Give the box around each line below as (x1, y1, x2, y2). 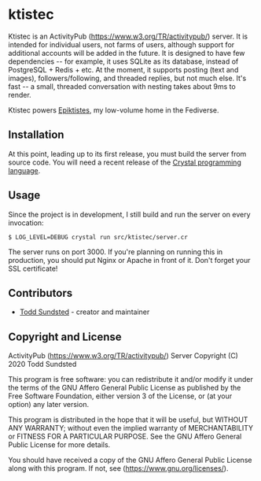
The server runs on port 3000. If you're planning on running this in (8, 246, 223, 257)
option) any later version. (8, 400, 89, 409)
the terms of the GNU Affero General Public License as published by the (8, 383, 241, 393)
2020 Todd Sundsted (8, 360, 77, 369)
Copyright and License (8, 330, 122, 343)
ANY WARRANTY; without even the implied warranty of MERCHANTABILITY (8, 424, 254, 433)
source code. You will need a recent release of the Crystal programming (8, 157, 241, 167)
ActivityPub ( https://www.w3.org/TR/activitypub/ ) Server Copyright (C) (8, 351, 238, 361)
